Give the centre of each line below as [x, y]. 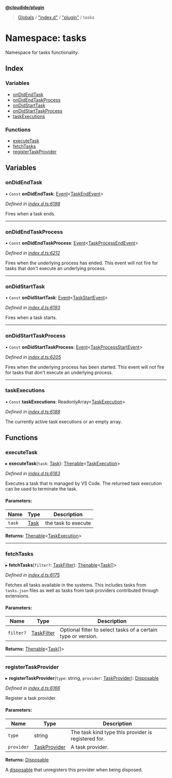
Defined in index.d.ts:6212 [33, 253]
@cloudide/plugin [25, 7]
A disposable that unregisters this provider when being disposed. [74, 770]
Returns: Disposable [27, 759]
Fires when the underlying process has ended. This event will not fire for [82, 263]
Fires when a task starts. [31, 318]
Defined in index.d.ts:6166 [33, 688]
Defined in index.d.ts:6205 [33, 357]
